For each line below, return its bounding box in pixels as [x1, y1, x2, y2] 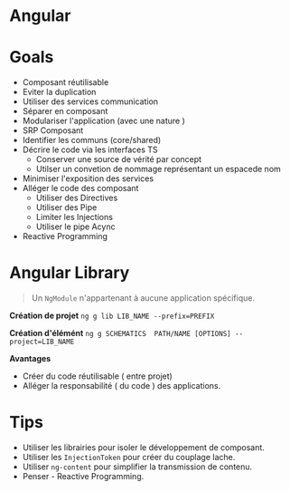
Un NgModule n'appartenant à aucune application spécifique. [31, 293, 256, 303]
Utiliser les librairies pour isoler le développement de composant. [22, 442, 265, 453]
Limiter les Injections [35, 212, 113, 223]
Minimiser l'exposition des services [22, 173, 154, 184]
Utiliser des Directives [35, 192, 118, 204]
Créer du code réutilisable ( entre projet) [22, 371, 173, 381]
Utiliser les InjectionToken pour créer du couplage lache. [22, 452, 236, 462]
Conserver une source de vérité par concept [35, 154, 201, 165]
